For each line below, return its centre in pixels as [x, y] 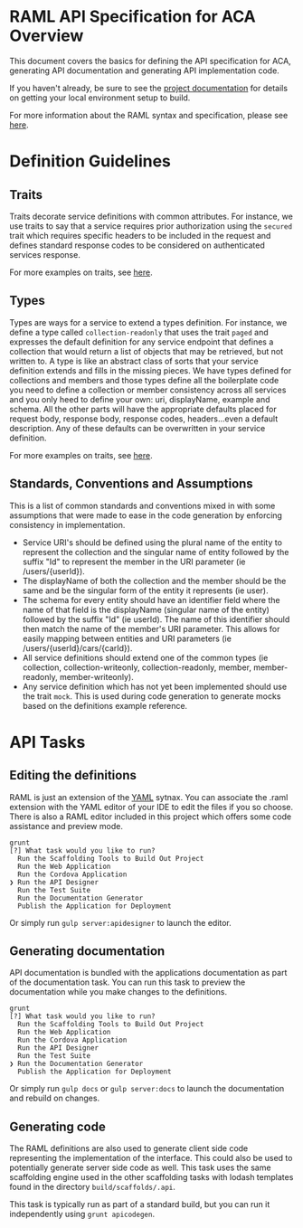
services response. [45, 254]
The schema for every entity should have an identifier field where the [151, 600]
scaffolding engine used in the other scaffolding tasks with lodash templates [151, 1177]
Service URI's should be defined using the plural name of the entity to [152, 542]
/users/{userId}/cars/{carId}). [77, 647]
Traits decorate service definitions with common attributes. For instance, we [151, 216]
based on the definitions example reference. [105, 705]
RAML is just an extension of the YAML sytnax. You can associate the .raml [149, 797]
